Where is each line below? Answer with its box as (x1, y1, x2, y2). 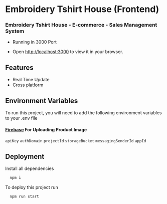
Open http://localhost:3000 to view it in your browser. (12, 49, 124, 55)
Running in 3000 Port (12, 39, 57, 45)
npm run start (10, 194, 39, 199)
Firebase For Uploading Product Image (5, 126, 87, 132)
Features (5, 63, 34, 72)
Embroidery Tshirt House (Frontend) (5, 4, 159, 15)
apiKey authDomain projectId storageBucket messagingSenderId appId (5, 139, 146, 144)
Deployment (5, 152, 45, 161)
